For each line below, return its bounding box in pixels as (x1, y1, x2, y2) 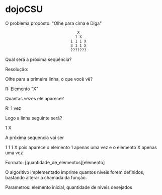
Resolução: (5, 66, 29, 72)
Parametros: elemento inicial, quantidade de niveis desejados (5, 184, 132, 190)
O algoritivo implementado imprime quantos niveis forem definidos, (5, 169, 145, 175)
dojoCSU (5, 4, 43, 15)
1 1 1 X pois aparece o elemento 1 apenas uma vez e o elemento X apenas (5, 144, 157, 150)
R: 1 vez (5, 105, 21, 111)
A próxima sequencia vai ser (5, 135, 64, 141)
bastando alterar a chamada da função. (5, 174, 87, 180)
